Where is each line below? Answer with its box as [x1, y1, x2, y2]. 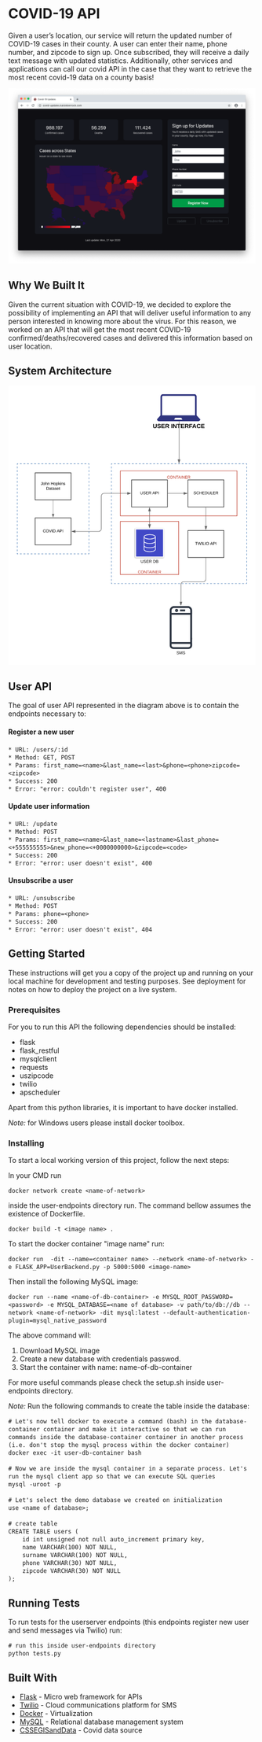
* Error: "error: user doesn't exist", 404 [8, 925, 153, 933]
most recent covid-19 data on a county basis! [8, 72, 155, 82]
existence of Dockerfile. [8, 1209, 86, 1219]
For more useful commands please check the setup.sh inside [8, 1378, 206, 1387]
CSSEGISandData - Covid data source [19, 1725, 143, 1735]
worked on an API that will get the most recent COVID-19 [8, 324, 191, 334]
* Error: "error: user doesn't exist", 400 [8, 859, 153, 867]
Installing [8, 1138, 45, 1149]
